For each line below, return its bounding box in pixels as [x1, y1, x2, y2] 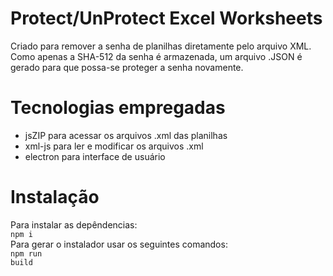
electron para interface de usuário [24, 150, 166, 162]
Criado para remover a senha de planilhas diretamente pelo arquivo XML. [10, 40, 312, 52]
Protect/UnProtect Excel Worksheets [10, 7, 323, 30]
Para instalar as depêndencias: [10, 218, 138, 231]
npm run [10, 248, 43, 259]
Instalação [10, 186, 100, 209]
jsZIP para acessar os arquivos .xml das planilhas [24, 129, 228, 141]
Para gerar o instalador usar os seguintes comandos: [10, 238, 228, 250]
